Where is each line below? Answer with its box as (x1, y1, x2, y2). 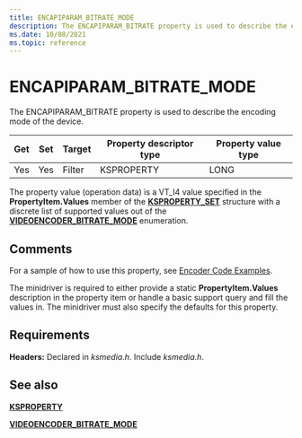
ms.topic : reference (9, 38, 87, 48)
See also (9, 378, 58, 393)
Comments (9, 241, 73, 257)
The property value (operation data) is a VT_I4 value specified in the (9, 187, 262, 197)
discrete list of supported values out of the (9, 206, 167, 216)
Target (62, 143, 92, 155)
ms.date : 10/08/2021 (9, 30, 87, 39)
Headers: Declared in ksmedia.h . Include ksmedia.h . (9, 351, 205, 362)
